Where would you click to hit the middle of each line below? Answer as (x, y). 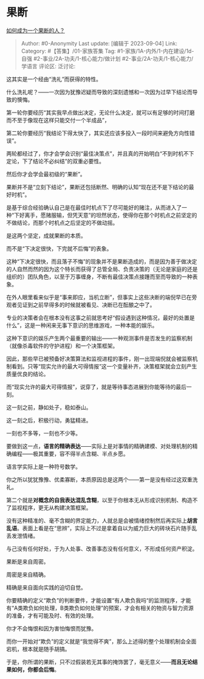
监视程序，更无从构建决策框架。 (51, 508)
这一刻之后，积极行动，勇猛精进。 (49, 420)
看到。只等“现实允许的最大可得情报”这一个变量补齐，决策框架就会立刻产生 (104, 366)
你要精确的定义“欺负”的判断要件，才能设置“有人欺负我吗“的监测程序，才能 (99, 600)
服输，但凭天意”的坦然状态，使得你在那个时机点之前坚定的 (124, 215)
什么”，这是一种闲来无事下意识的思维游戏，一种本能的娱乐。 (82, 325)
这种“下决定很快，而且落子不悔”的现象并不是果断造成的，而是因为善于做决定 (102, 261)
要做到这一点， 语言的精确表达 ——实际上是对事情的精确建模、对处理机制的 (99, 446)
